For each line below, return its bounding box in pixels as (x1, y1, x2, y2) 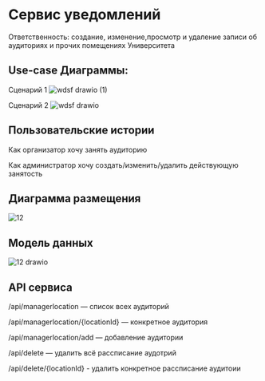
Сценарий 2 (8, 100, 49, 109)
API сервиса (8, 280, 73, 294)
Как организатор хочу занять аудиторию (8, 145, 148, 154)
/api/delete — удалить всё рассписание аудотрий (8, 348, 177, 357)
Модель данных (8, 236, 93, 249)
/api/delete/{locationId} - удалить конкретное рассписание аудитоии (8, 363, 241, 373)
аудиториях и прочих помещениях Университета (8, 40, 176, 50)
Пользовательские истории (8, 124, 155, 137)
